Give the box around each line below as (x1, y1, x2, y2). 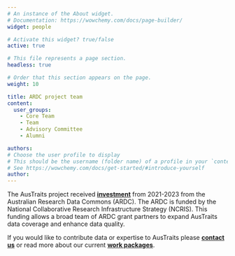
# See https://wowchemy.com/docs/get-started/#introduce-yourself (7, 164, 205, 171)
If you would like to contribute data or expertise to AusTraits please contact (7, 234, 225, 242)
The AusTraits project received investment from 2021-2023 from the (7, 190, 206, 199)
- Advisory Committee (20, 126, 83, 133)
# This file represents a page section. (7, 55, 127, 62)
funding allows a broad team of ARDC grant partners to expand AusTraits (7, 213, 218, 221)
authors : (7, 145, 33, 152)
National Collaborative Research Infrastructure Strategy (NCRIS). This (7, 205, 208, 213)
